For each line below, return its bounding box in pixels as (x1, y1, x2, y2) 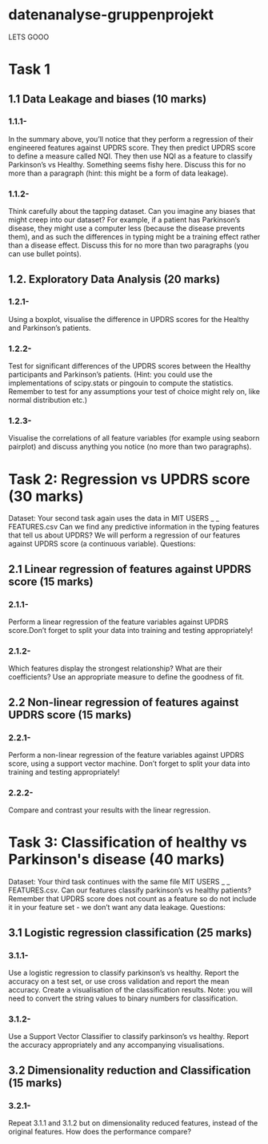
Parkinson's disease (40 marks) (8, 851, 226, 868)
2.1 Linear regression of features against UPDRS (8, 562, 252, 576)
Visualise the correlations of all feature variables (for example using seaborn (8, 433, 260, 443)
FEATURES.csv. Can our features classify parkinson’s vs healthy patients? (8, 885, 252, 895)
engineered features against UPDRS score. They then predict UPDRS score (8, 143, 256, 152)
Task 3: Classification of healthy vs (8, 833, 247, 852)
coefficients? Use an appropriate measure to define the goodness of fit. (8, 672, 245, 682)
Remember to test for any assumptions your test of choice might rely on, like (8, 387, 260, 397)
